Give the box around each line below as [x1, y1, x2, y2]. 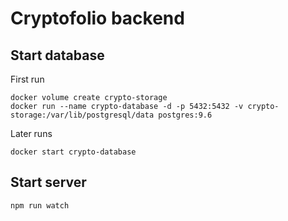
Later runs [10, 128, 53, 139]
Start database [10, 47, 105, 64]
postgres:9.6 [158, 110, 213, 120]
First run [10, 73, 45, 85]
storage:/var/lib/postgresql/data [10, 110, 155, 120]
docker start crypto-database [10, 147, 137, 157]
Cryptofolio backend [10, 7, 185, 30]
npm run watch [10, 200, 70, 211]
